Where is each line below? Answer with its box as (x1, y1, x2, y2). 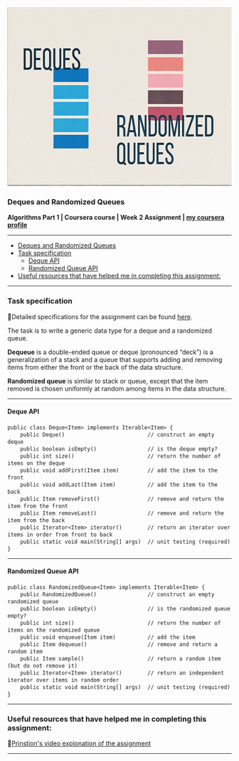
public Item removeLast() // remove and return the (20, 510, 224, 517)
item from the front (7, 503, 69, 510)
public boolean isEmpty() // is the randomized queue (20, 605, 231, 613)
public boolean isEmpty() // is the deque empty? (20, 445, 218, 453)
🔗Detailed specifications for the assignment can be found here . (7, 312, 193, 321)
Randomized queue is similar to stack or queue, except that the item (7, 376, 208, 385)
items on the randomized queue (7, 627, 100, 634)
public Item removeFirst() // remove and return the (20, 495, 224, 503)
